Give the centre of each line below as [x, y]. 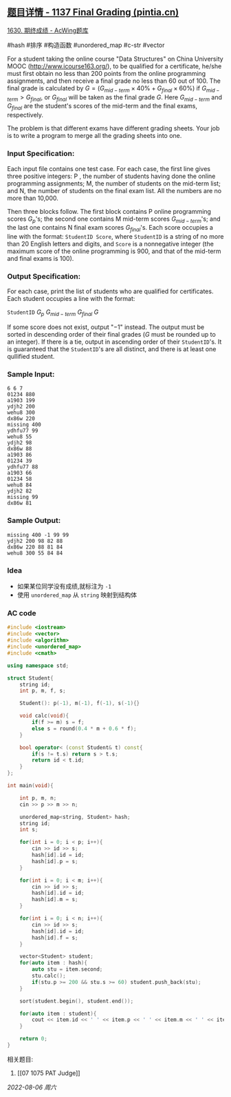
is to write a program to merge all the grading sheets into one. [95, 136]
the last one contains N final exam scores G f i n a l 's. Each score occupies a [110, 228]
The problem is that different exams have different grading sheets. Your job [113, 128]
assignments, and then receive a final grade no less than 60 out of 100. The [114, 81]
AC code [22, 613]
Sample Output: [34, 521]
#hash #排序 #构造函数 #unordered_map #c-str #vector [86, 45]
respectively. [25, 115]
